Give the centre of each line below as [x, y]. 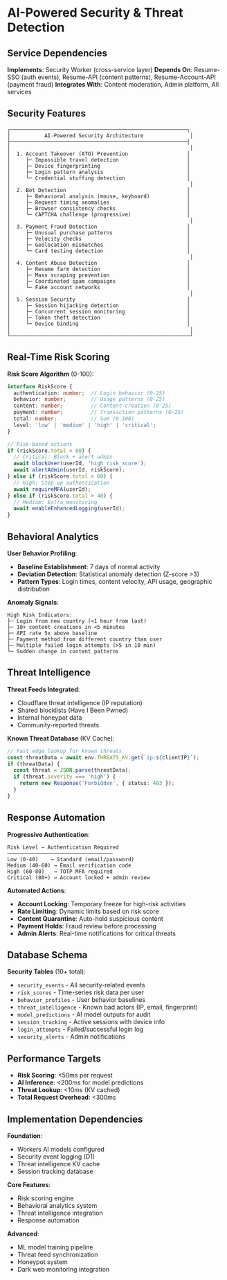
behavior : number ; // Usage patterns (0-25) [90, 399]
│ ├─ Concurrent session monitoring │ [99, 311]
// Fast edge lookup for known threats [65, 751]
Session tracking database [55, 1171]
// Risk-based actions [40, 444]
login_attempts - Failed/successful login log [80, 1029]
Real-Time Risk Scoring [58, 357]
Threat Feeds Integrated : [44, 689]
